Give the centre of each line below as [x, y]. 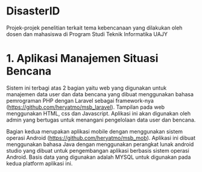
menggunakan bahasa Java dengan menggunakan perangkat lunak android [100, 144]
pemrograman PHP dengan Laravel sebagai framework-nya [80, 100]
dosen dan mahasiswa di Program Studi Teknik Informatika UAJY [87, 34]
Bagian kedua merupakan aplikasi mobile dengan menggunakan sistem [94, 131]
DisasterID [33, 11]
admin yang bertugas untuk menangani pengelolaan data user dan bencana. [101, 120]
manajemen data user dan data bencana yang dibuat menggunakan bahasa [100, 94]
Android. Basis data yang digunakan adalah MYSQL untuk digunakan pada [99, 157]
